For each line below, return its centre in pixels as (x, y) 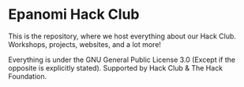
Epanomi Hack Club (74, 14)
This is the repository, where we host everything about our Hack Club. (122, 36)
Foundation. (28, 76)
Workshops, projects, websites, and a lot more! (85, 44)
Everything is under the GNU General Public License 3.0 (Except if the (122, 60)
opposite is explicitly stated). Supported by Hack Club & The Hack (116, 67)
